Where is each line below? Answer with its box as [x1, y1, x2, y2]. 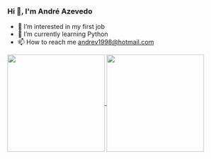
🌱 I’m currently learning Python [17, 30, 108, 38]
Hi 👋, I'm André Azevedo [7, 6, 93, 16]
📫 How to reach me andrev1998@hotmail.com [17, 38, 154, 47]
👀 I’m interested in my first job [17, 23, 105, 31]
